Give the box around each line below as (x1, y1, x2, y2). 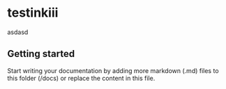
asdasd (7, 28, 29, 36)
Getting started (7, 48, 75, 60)
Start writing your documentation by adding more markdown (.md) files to (7, 66, 219, 74)
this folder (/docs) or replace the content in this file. (7, 74, 156, 82)
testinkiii (7, 5, 59, 21)
